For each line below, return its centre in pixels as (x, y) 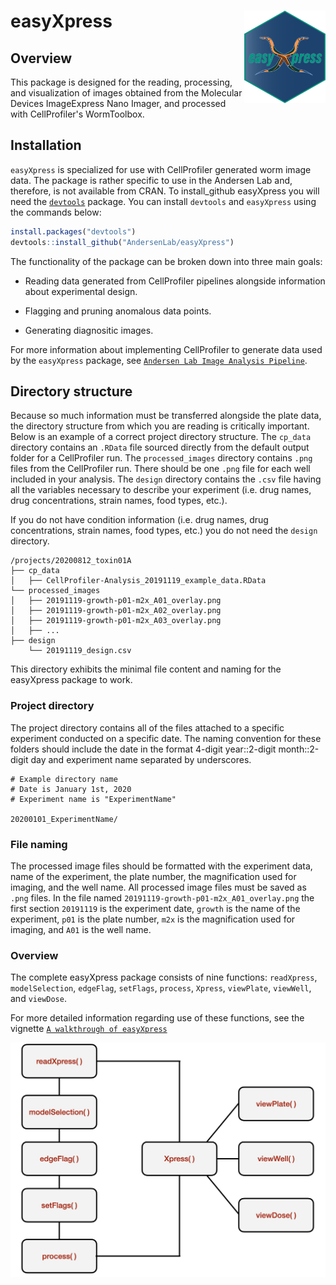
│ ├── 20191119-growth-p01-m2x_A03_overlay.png (116, 621)
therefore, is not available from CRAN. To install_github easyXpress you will (165, 191)
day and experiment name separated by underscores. (141, 759)
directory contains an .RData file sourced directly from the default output (160, 447)
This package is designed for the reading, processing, (121, 82)
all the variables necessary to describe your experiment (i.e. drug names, (161, 490)
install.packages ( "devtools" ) (73, 231)
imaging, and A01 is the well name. (81, 929)
